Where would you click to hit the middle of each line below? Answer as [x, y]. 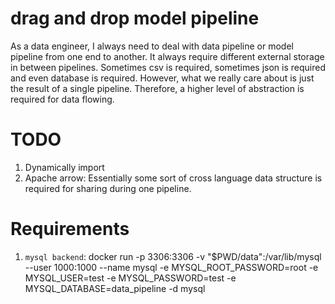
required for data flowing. [62, 99]
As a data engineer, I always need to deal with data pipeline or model [152, 46]
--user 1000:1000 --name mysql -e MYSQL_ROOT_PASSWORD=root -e [171, 267]
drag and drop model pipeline [135, 18]
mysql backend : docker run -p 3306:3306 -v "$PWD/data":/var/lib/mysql [173, 256]
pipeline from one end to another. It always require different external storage [167, 56]
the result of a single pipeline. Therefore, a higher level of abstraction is [157, 88]
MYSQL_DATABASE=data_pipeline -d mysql [115, 288]
